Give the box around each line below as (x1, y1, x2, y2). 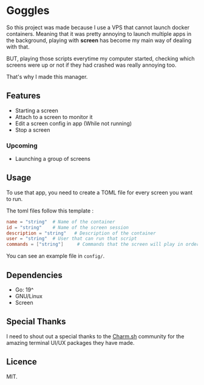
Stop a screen (15, 126, 50, 134)
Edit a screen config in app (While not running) (15, 120, 132, 127)
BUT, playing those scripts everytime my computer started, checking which (6, 55, 195, 62)
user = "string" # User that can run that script (6, 236, 137, 242)
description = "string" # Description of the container (6, 230, 156, 236)
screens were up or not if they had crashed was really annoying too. (6, 61, 177, 69)
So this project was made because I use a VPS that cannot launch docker (6, 24, 190, 31)
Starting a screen (15, 107, 59, 114)
